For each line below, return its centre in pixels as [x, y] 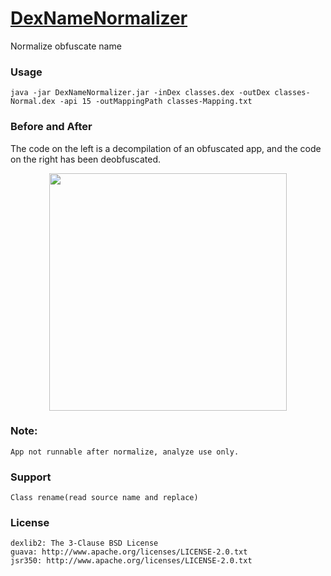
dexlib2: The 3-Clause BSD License [84, 543]
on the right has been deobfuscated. [86, 159]
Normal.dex [33, 102]
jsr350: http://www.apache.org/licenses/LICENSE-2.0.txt [131, 561]
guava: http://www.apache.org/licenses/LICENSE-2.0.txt [129, 552]
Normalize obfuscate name [66, 46]
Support [31, 477]
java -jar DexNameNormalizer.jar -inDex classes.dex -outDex [140, 93]
